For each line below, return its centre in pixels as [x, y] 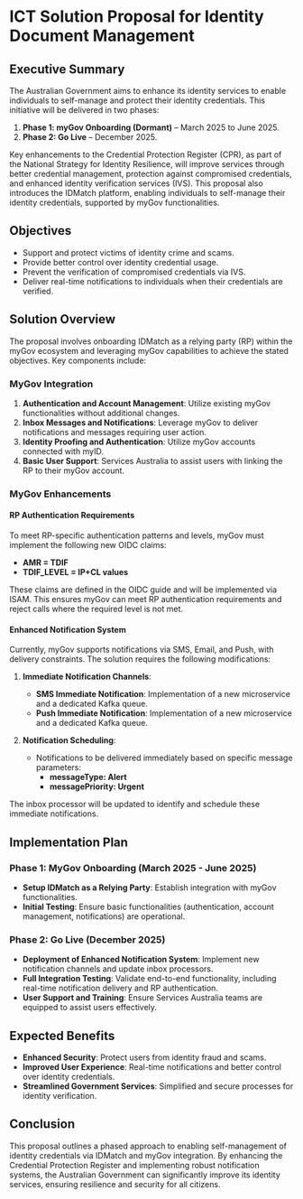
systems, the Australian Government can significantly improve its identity [145, 1175]
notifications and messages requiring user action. [115, 432]
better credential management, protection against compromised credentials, [151, 174]
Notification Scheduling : [69, 740]
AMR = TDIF [46, 562]
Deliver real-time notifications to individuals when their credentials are [152, 281]
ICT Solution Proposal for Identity [137, 17]
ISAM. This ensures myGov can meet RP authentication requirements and [146, 599]
